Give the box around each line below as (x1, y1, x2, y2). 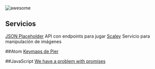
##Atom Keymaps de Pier (5, 48, 59, 54)
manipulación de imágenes (5, 38, 62, 45)
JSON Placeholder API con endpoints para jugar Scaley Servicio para (5, 33, 150, 39)
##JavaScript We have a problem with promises (5, 58, 106, 64)
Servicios (5, 20, 37, 28)
